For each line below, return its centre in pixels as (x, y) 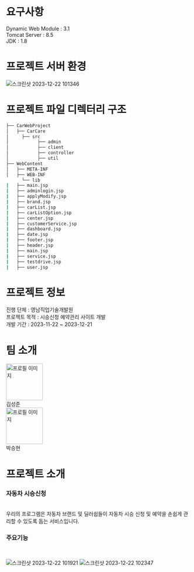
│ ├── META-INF (27, 169)
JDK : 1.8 (17, 41)
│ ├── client (35, 148)
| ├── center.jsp (30, 218)
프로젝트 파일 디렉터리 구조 (66, 110)
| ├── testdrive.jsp (34, 262)
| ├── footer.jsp (30, 240)
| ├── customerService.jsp (41, 224)
